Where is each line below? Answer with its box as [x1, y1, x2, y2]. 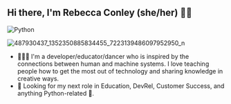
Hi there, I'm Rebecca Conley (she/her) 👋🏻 [7, 7, 192, 19]
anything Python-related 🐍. [17, 89, 95, 97]
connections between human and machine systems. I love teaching [17, 60, 210, 68]
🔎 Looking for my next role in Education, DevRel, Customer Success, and [17, 81, 225, 90]
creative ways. [17, 74, 59, 83]
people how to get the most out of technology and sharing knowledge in [17, 67, 223, 75]
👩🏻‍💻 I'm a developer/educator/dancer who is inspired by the [17, 52, 190, 60]
